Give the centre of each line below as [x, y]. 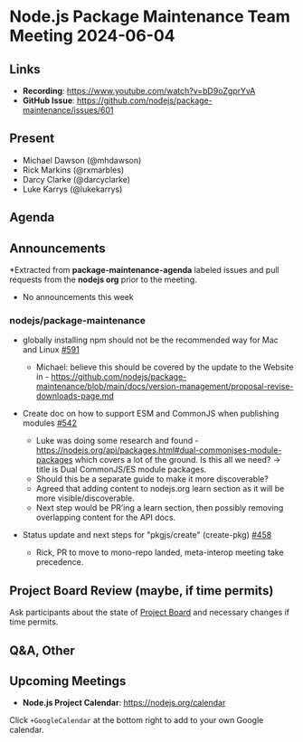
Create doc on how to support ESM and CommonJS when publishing [151, 414]
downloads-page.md [75, 396]
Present [32, 139]
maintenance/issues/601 [68, 110]
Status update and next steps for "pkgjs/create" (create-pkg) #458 [147, 535]
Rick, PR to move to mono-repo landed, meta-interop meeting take [160, 552]
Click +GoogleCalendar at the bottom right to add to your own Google [137, 720]
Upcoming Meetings [68, 681]
